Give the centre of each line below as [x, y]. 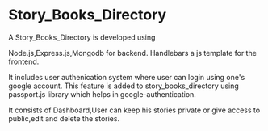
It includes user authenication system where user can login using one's [127, 77]
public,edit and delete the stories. [64, 118]
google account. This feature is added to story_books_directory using [124, 86]
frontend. [24, 61]
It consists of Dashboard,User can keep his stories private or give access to [134, 110]
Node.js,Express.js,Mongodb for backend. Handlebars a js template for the [132, 53]
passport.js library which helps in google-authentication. [102, 94]
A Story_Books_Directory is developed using [82, 37]
